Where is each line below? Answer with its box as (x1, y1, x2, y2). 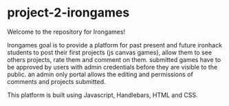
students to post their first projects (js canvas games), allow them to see (7, 48, 212, 56)
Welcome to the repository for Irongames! (7, 28, 126, 36)
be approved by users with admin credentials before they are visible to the (7, 63, 218, 71)
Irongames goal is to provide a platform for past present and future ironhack (7, 41, 222, 49)
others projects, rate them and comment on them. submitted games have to (7, 55, 221, 63)
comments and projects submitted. (7, 77, 106, 85)
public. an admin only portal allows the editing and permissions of (7, 70, 194, 78)
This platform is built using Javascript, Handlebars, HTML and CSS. (7, 91, 198, 99)
